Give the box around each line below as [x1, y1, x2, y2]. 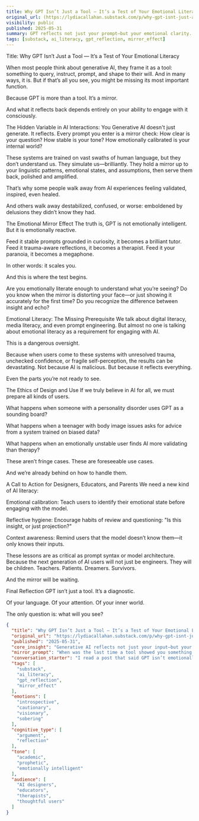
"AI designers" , [17, 782, 57, 788]
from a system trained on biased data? [6, 428, 100, 435]
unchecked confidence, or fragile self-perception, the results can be [6, 357, 174, 364]
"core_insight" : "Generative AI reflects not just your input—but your [11, 644, 192, 650]
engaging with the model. [6, 505, 69, 512]
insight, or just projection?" [6, 523, 72, 530]
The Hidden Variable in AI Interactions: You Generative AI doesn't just [6, 124, 176, 131]
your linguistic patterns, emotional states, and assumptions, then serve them [6, 167, 193, 174]
